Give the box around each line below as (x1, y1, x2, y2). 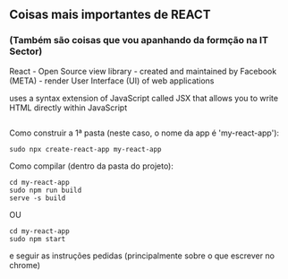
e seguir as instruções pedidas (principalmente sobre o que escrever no (9, 250, 275, 261)
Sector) (9, 45, 43, 57)
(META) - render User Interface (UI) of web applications (9, 75, 215, 86)
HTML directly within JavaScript (9, 102, 128, 113)
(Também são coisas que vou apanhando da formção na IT (9, 34, 268, 47)
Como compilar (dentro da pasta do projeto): (9, 161, 174, 171)
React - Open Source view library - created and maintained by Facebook (9, 65, 277, 76)
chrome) (9, 259, 41, 270)
